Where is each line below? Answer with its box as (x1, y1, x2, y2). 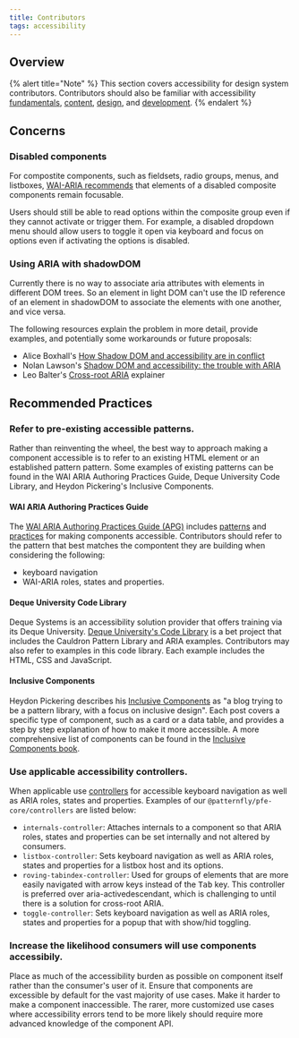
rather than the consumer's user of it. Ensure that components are (9, 981, 253, 991)
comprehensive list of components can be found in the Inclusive (9, 733, 246, 744)
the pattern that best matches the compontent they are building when (9, 540, 266, 551)
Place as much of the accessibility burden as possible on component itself (9, 971, 284, 982)
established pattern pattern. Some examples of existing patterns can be (9, 462, 274, 472)
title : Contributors (9, 13, 87, 22)
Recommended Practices (9, 396, 153, 411)
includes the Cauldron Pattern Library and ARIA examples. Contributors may (9, 636, 290, 647)
